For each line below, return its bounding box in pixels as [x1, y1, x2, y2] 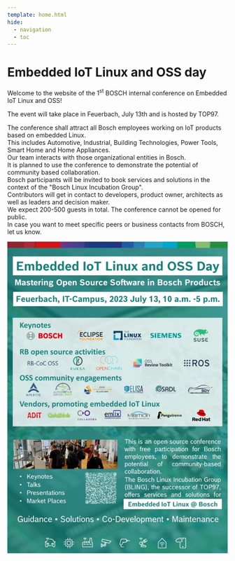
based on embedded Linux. [7, 130, 86, 139]
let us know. [7, 228, 42, 236]
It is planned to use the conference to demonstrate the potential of [7, 160, 199, 169]
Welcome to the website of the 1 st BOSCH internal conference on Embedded [7, 88, 227, 97]
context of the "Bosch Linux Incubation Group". [7, 183, 143, 191]
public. [7, 212, 27, 221]
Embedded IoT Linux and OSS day [7, 64, 207, 81]
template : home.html [7, 11, 68, 18]
